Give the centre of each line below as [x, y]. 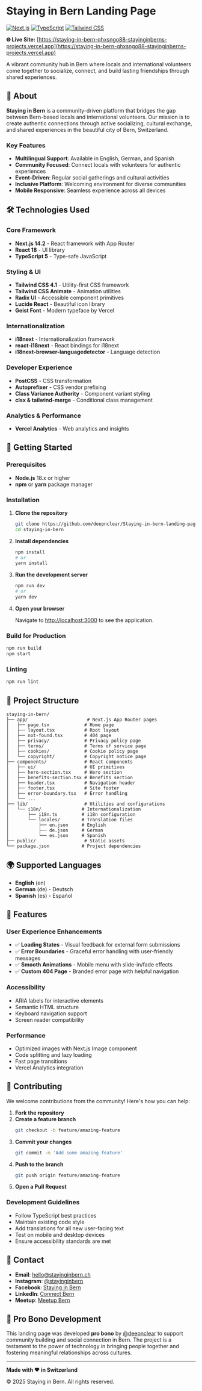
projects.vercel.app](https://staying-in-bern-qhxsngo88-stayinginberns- [96, 46]
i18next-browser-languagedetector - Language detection [87, 352]
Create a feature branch [45, 1119]
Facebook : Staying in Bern [48, 1287]
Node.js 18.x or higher [42, 478]
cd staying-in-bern [39, 529]
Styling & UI [23, 272]
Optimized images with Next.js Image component [76, 1048]
